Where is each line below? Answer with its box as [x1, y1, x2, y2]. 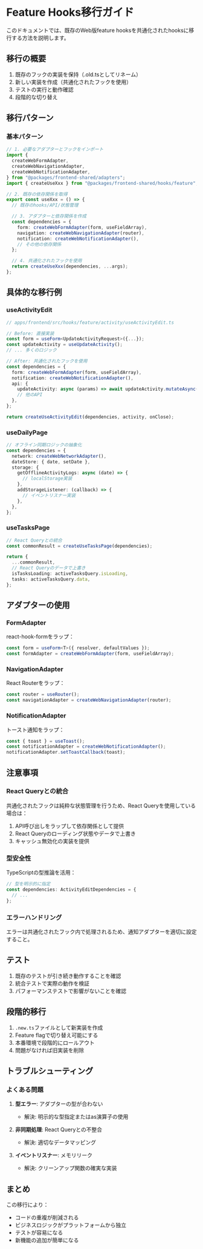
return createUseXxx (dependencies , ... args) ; [11, 263, 129, 269]
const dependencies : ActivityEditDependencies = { [6, 886, 137, 893]
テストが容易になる [14, 1229, 63, 1236]
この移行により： [6, 1201, 49, 1209]
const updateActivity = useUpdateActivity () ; [6, 342, 123, 348]
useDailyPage [6, 428, 48, 437]
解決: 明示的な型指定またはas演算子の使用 [24, 1113, 129, 1120]
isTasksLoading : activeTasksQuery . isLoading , [11, 571, 129, 577]
